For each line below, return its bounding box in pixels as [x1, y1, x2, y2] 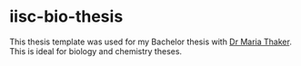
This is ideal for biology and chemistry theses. [9, 45, 183, 56]
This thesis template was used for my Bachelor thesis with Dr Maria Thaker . [9, 36, 293, 47]
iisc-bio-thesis [9, 6, 124, 27]
